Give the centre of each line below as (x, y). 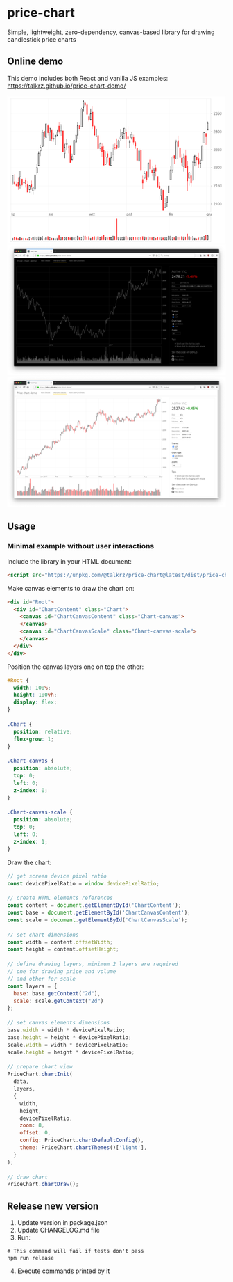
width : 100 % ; (32, 688)
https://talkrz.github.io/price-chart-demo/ (67, 86)
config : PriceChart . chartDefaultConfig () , (82, 1140)
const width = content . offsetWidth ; (60, 942)
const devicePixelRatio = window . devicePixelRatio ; (83, 883)
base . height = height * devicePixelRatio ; (69, 1037)
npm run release (31, 1258)
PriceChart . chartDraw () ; (43, 1185)
